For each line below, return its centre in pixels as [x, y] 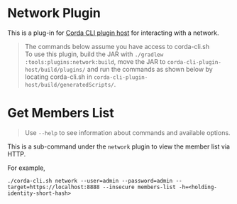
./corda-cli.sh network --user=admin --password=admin [90, 181]
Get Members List [61, 113]
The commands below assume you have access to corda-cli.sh [117, 46]
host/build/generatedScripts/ [70, 85]
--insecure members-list [139, 187]
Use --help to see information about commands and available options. [127, 132]
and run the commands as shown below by [150, 69]
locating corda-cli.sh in [58, 77]
